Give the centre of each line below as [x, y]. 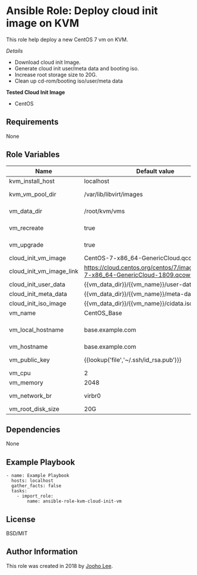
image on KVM [43, 23]
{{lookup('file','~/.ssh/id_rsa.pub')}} [133, 360]
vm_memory [26, 382]
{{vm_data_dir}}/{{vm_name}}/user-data [140, 284]
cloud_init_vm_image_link [44, 271]
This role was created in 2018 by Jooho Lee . [60, 566]
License [21, 519]
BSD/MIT [17, 533]
